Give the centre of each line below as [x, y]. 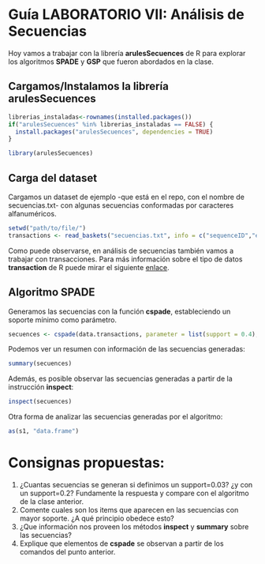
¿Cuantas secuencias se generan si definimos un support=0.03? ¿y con [136, 484]
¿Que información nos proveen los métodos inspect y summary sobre [134, 526]
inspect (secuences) [40, 402]
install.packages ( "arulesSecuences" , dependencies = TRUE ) [114, 132]
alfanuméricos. [32, 213]
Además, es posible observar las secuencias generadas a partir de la [120, 379]
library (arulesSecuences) [50, 153]
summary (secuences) [40, 364]
